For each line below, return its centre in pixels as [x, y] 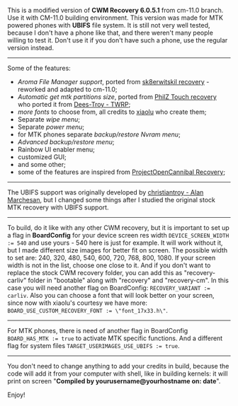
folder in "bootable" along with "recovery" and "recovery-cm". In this [128, 280]
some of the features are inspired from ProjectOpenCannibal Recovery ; [121, 172]
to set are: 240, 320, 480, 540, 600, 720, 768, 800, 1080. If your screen [112, 258]
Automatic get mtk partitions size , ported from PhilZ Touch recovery [117, 97]
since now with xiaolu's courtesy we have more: [77, 303]
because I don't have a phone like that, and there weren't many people [110, 33]
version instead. [31, 48]
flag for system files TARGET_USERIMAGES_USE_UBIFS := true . [93, 346]
